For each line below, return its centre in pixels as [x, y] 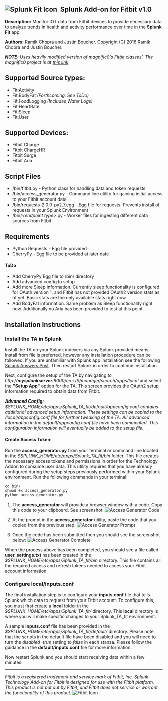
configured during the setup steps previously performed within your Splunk [83, 472]
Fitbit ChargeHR [29, 150]
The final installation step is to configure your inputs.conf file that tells [78, 595]
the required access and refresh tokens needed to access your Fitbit [76, 566]
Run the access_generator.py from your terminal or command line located [82, 451]
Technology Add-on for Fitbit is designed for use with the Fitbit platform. [80, 682]
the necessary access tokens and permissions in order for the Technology [82, 461]
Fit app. [13, 32]
